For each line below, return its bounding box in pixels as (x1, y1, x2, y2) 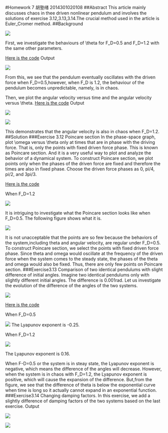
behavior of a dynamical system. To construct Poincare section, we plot (5, 155, 153, 161)
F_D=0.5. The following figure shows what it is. (5, 215, 102, 221)
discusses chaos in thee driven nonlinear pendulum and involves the (5, 10, 147, 16)
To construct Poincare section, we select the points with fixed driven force (5, 245, 159, 251)
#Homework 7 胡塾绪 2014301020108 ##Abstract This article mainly (5, 5, 146, 10)
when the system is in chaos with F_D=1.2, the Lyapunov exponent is (5, 371, 147, 377)
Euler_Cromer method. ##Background (5, 21, 84, 27)
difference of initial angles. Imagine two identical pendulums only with (5, 272, 149, 278)
